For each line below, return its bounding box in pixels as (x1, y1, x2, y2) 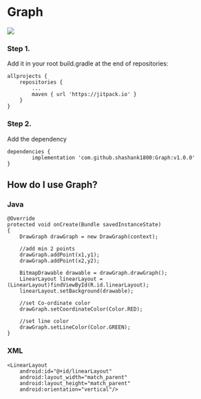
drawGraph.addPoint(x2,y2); (19, 257, 100, 264)
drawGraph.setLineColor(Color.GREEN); (19, 324, 131, 331)
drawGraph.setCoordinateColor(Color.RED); (19, 306, 143, 313)
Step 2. (7, 119, 32, 128)
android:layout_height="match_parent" (19, 380, 131, 387)
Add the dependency (7, 135, 67, 143)
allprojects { (7, 73, 48, 80)
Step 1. (7, 43, 30, 53)
